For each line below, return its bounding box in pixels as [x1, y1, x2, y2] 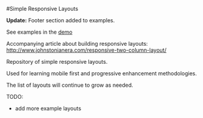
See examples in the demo [6, 28, 73, 36]
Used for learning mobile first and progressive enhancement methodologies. [6, 70, 197, 77]
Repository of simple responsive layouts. [6, 58, 108, 65]
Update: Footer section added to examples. [6, 17, 115, 23]
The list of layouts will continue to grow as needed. [6, 81, 133, 88]
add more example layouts [15, 105, 82, 112]
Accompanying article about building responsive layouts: [6, 40, 148, 47]
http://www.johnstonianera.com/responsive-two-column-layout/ [6, 46, 167, 54]
